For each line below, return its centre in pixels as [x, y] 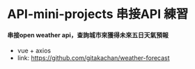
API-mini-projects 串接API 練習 [98, 14]
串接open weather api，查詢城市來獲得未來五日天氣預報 [88, 34]
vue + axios [34, 51]
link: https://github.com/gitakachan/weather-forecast [93, 58]
